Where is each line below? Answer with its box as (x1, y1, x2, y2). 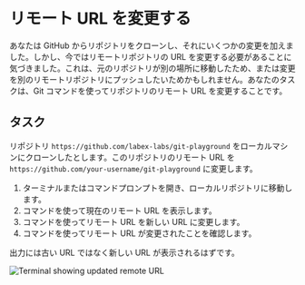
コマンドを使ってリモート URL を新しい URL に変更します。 (22, 216, 245, 227)
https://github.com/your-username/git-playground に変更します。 (9, 162, 259, 173)
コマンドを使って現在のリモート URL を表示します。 (22, 205, 217, 216)
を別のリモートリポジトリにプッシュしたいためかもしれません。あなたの (9, 74, 280, 84)
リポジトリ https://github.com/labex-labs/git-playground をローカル (9, 140, 272, 151)
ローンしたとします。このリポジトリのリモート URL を (33, 152, 236, 162)
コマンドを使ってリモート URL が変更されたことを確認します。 (22, 228, 257, 239)
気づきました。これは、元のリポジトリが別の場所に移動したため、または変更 (9, 63, 296, 74)
